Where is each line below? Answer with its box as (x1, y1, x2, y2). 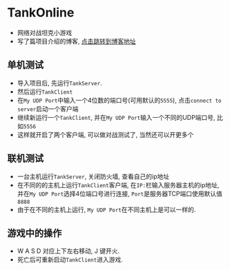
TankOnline (7, 5, 75, 21)
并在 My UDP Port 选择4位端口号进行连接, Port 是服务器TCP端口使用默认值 (17, 189, 222, 198)
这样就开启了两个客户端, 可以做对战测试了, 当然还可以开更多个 (17, 130, 194, 138)
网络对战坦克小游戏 (17, 28, 73, 37)
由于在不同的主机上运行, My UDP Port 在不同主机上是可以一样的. (17, 205, 196, 214)
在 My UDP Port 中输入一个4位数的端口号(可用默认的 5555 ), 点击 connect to (17, 96, 222, 104)
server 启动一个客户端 (17, 105, 79, 113)
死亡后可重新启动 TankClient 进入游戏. (17, 256, 123, 264)
